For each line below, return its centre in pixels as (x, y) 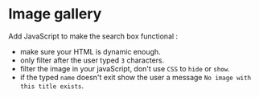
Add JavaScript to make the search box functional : (93, 36)
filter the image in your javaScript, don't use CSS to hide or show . (125, 68)
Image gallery (55, 14)
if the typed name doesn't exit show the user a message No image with (136, 77)
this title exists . (52, 86)
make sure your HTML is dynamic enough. (90, 51)
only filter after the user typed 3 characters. (92, 60)
